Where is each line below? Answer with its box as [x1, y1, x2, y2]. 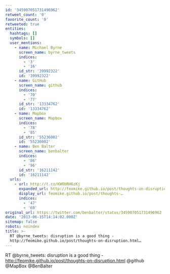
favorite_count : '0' [5, 17, 49, 22]
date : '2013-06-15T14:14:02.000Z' [5, 215, 78, 220]
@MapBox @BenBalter [5, 263, 53, 269]
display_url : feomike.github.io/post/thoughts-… [18, 191, 123, 196]
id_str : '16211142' [18, 168, 60, 173]
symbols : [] [10, 36, 35, 41]
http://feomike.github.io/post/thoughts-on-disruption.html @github [5, 257, 144, 263]
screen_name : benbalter [18, 149, 69, 154]
